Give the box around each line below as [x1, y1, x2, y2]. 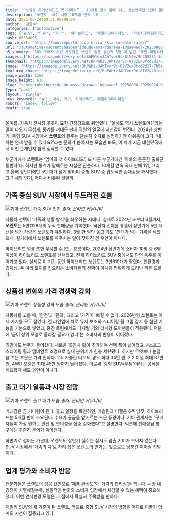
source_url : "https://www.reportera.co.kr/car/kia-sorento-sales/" [5, 40, 150, 45]
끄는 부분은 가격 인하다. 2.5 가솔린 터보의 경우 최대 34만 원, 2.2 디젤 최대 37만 [10, 354, 164, 360]
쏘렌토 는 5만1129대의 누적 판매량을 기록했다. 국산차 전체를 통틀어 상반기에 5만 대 [5, 222, 163, 228]
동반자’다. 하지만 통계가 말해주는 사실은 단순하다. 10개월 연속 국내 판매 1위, [5, 162, 151, 168]
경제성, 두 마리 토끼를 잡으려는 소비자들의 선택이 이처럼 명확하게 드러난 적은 [5, 265, 153, 271]
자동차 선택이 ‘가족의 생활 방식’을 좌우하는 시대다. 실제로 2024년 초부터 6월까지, [5, 216, 162, 222]
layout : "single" [5, 92, 42, 97]
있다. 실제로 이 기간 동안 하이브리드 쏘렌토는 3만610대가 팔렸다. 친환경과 [18, 258, 160, 265]
